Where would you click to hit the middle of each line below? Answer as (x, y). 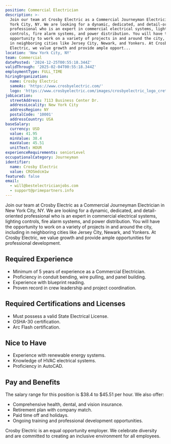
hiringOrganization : (27, 77)
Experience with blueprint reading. (49, 282)
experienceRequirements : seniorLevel (45, 153)
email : (12, 181)
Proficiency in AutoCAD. (38, 366)
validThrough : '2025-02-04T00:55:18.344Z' (51, 67)
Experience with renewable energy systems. (59, 355)
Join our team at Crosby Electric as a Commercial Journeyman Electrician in (85, 205)
